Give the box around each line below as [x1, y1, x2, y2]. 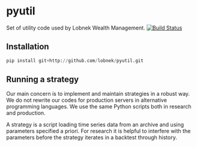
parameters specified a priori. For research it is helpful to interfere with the [6, 128, 191, 135]
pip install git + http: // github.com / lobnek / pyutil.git [6, 57, 144, 64]
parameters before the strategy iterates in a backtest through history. [6, 134, 177, 141]
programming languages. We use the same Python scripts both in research [6, 103, 192, 110]
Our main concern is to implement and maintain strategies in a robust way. [6, 90, 190, 98]
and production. [6, 110, 46, 117]
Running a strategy [6, 74, 79, 85]
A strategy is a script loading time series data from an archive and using [6, 121, 184, 128]
